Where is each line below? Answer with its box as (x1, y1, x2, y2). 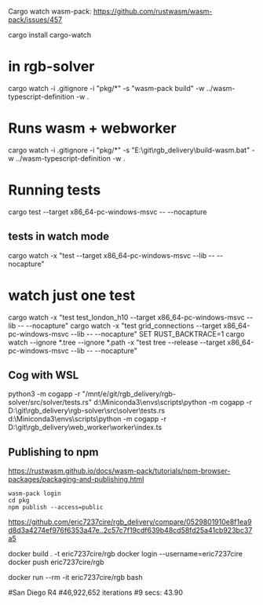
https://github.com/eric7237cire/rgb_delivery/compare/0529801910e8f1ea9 (8, 517, 253, 527)
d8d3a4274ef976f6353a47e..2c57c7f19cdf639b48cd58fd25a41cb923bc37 (8, 526, 253, 535)
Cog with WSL (8, 368, 79, 381)
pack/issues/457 (8, 15, 63, 24)
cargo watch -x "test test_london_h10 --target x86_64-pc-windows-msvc (8, 312, 245, 322)
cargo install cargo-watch (8, 31, 92, 39)
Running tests (8, 181, 101, 199)
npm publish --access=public (8, 504, 104, 512)
